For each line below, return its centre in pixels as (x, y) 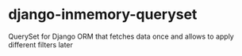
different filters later (41, 44)
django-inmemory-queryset (103, 15)
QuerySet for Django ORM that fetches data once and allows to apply (121, 36)
